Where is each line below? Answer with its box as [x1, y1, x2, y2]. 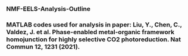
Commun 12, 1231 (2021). [6, 42, 80, 51]
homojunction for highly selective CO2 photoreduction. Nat [6, 35, 181, 43]
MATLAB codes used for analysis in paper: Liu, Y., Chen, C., [6, 20, 183, 28]
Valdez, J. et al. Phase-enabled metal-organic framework [6, 28, 174, 36]
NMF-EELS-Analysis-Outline [6, 5, 91, 13]
